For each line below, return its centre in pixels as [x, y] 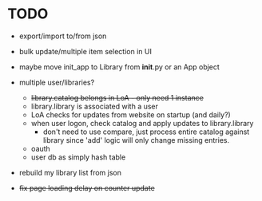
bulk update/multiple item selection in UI [85, 51]
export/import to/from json [63, 36]
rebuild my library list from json [70, 172]
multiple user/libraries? [57, 82]
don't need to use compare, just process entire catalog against [146, 132]
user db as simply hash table [78, 157]
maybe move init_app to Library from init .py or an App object [119, 67]
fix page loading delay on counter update [87, 187]
